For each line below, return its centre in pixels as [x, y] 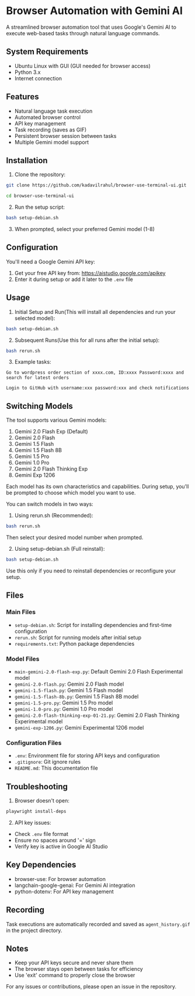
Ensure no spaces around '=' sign [55, 840]
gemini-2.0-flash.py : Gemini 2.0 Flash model [69, 684]
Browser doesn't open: [42, 801]
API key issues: [33, 822]
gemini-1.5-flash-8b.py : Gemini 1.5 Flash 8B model [76, 696]
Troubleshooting [37, 786]
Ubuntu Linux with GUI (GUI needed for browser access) [82, 66]
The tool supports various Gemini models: [56, 420]
